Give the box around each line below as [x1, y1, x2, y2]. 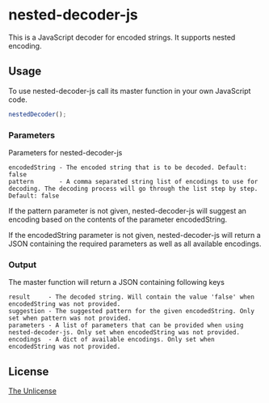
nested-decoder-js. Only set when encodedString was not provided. [8, 329, 241, 337]
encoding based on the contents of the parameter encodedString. [8, 214, 228, 224]
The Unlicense [8, 386, 57, 396]
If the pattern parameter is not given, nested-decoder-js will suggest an [8, 206, 246, 215]
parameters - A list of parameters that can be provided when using [8, 321, 244, 329]
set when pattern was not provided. [8, 314, 132, 323]
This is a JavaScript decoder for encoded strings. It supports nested [8, 32, 236, 42]
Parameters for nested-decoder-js [8, 147, 123, 157]
